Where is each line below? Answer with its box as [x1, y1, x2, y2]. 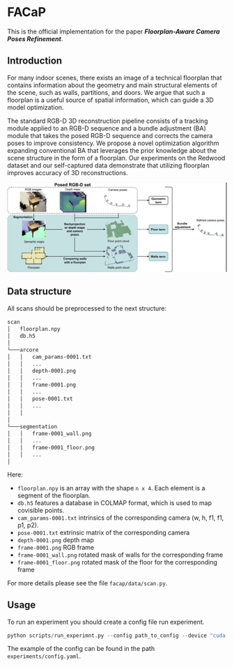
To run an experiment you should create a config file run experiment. [7, 617, 205, 626]
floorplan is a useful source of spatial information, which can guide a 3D [7, 96, 214, 104]
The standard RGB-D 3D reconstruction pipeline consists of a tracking [7, 117, 208, 125]
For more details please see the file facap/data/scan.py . [7, 578, 168, 587]
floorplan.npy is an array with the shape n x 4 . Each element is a [17, 484, 205, 492]
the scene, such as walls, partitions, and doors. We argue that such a [7, 88, 205, 96]
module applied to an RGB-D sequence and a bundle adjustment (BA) [7, 123, 207, 133]
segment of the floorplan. [17, 491, 91, 500]
